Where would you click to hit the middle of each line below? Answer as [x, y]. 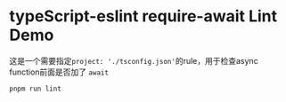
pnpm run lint [36, 89]
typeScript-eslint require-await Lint [143, 16]
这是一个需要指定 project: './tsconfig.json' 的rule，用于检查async [134, 60]
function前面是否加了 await [59, 72]
